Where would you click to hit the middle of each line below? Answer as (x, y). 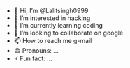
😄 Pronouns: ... (36, 51)
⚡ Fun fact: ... (33, 58)
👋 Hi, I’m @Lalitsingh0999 (51, 11)
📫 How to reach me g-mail (53, 41)
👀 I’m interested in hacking (52, 18)
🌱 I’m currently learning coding (58, 25)
